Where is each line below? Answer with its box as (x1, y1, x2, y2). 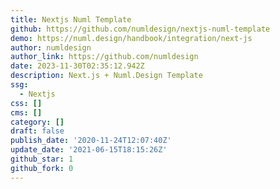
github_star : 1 (10, 154, 74, 164)
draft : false (10, 126, 65, 136)
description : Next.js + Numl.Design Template (10, 71, 203, 81)
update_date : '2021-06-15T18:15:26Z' (10, 145, 168, 155)
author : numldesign (10, 42, 92, 53)
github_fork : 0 (10, 163, 74, 173)
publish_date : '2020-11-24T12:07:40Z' (10, 136, 172, 146)
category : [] (10, 117, 65, 127)
